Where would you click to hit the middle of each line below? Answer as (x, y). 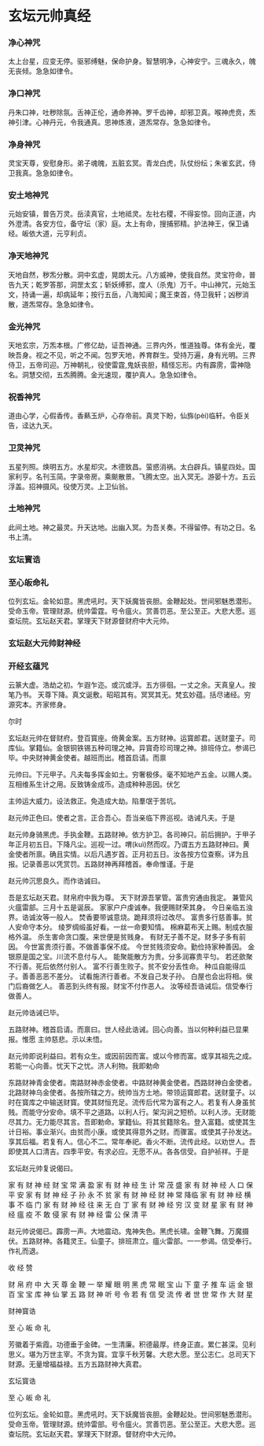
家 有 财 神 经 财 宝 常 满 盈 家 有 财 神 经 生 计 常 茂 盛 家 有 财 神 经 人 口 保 (131, 1185)
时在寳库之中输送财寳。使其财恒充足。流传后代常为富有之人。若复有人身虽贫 (132, 1103)
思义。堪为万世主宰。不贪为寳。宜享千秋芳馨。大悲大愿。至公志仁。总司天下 (132, 1355)
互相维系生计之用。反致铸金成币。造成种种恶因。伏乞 (94, 784)
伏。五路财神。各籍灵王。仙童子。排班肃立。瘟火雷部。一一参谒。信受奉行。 (132, 1241)
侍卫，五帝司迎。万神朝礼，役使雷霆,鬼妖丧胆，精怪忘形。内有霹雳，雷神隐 (130, 365)
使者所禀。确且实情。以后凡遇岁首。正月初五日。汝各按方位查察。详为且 (132, 855)
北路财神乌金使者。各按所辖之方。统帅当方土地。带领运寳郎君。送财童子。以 (132, 1092)
